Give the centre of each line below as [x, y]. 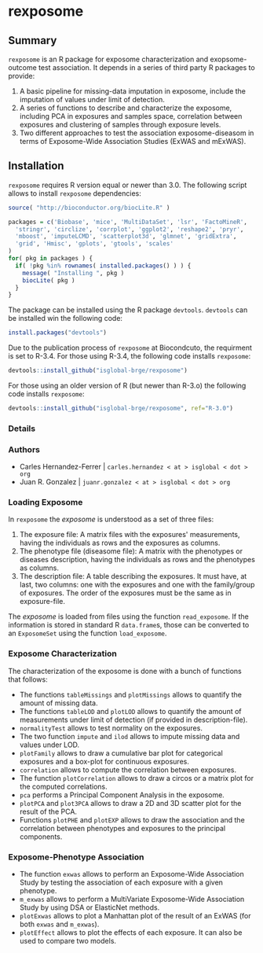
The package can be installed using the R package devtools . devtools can [128, 310]
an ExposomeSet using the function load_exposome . [88, 633]
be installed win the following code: [66, 318]
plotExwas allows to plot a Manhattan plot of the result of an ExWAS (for [135, 916]
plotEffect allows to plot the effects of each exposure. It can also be [131, 933]
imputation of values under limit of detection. [92, 99]
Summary [33, 40]
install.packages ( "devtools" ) [58, 333]
